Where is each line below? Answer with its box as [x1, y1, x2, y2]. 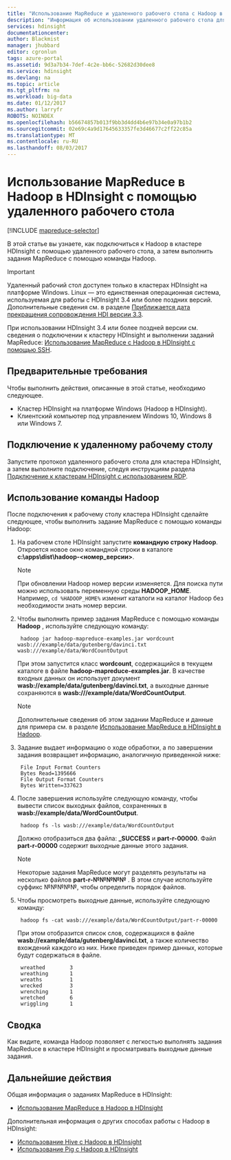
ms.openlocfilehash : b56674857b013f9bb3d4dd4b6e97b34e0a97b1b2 [7, 118, 192, 126]
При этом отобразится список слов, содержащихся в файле [16, 929, 195, 938]
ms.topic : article [7, 81, 60, 87]
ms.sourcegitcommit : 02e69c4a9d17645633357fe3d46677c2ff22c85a [7, 125, 192, 132]
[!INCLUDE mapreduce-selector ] [7, 226, 100, 234]
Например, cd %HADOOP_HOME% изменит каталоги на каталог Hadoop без [16, 594, 223, 603]
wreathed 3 [20, 964, 74, 971]
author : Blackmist [7, 36, 60, 43]
